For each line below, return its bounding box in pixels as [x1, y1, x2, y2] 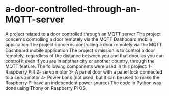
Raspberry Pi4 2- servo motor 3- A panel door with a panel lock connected [5, 68, 163, 75]
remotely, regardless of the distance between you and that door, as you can [5, 52, 164, 59]
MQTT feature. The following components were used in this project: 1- [5, 63, 153, 69]
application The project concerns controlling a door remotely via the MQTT [5, 41, 162, 47]
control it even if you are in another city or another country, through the [5, 58, 155, 64]
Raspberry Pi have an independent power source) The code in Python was [5, 80, 161, 86]
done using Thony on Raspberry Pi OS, [5, 85, 87, 91]
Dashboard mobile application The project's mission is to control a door [5, 47, 155, 53]
